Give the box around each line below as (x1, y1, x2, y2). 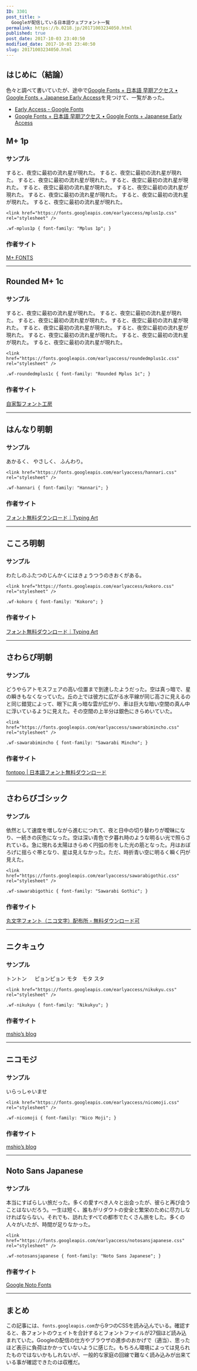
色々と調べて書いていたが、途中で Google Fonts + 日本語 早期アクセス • (6, 86, 178, 94)
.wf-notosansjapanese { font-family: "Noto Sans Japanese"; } (6, 1253, 161, 1259)
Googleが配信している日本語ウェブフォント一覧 (11, 19, 110, 25)
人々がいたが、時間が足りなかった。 (6, 1221, 94, 1228)
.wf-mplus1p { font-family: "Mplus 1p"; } (6, 226, 111, 232)
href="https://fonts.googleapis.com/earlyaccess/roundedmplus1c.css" (6, 356, 180, 362)
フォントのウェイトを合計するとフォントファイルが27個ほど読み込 (26, 1329, 186, 1336)
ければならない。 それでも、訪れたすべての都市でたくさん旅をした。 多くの (6, 1214, 185, 1221)
